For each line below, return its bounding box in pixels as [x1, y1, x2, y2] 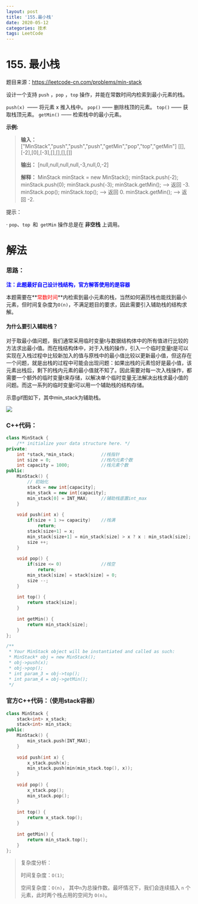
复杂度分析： [20, 859, 52, 866]
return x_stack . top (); [27, 815, 83, 821]
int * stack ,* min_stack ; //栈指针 [16, 451, 120, 458]
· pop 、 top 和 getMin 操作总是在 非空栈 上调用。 [6, 221, 123, 228]
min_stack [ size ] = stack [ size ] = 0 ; [27, 572, 117, 578]
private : [6, 446, 28, 452]
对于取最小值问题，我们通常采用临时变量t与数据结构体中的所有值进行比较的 [6, 337, 189, 344]
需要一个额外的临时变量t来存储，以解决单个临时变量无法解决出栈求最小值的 [6, 374, 189, 381]
